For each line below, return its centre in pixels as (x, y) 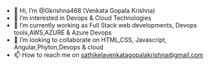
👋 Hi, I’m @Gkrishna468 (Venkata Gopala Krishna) (84, 11)
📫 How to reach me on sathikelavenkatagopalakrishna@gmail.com (108, 55)
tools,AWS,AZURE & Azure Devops (62, 32)
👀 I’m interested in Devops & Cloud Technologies (82, 18)
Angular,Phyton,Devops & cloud (58, 47)
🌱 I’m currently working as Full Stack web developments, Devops (105, 25)
